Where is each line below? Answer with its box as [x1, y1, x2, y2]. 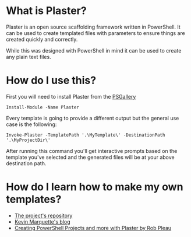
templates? [6, 193, 62, 206]
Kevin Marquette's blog [14, 218, 71, 225]
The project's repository [14, 212, 73, 219]
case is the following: [6, 121, 57, 128]
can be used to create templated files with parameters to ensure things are [6, 29, 185, 36]
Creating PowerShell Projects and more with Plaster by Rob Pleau [14, 224, 172, 231]
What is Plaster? [6, 4, 87, 18]
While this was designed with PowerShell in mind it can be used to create [6, 47, 182, 54]
